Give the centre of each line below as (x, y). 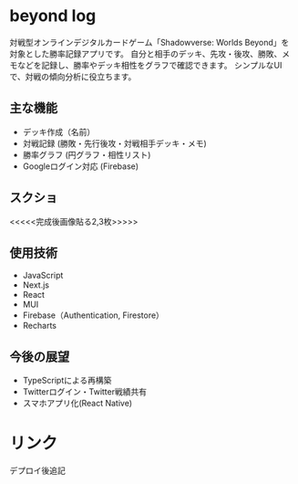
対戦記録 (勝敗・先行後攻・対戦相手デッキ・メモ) (114, 143)
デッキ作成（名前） (59, 132)
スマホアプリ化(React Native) (77, 404)
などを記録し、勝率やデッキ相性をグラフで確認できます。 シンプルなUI (149, 65)
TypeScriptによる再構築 (67, 381)
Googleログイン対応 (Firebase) (81, 166)
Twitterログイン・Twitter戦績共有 (85, 392)
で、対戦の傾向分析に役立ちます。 (73, 76)
